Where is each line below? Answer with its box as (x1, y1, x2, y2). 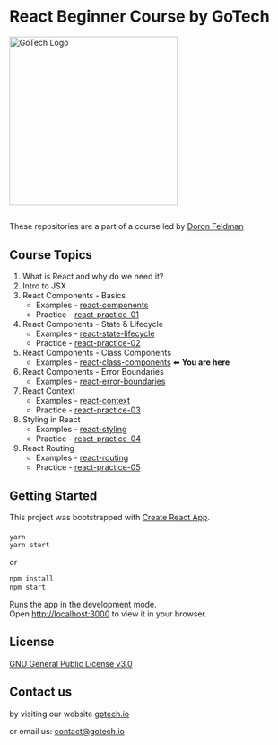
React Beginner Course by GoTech (9, 6, 271, 27)
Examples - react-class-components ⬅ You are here (35, 357, 230, 368)
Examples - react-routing (35, 452, 129, 464)
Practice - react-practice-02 (35, 338, 141, 349)
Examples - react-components (35, 299, 149, 311)
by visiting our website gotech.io (9, 708, 130, 719)
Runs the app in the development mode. (9, 599, 157, 610)
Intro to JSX (22, 280, 66, 291)
